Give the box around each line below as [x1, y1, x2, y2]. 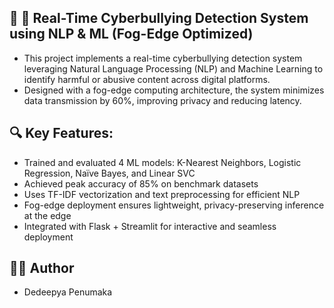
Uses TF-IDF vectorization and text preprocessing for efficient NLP [23, 188, 301, 200]
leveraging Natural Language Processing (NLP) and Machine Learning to [23, 62, 324, 75]
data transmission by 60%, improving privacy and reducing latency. [23, 94, 302, 106]
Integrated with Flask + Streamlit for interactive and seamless [23, 220, 277, 232]
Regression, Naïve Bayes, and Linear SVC [23, 167, 196, 179]
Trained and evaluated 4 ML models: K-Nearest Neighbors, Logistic [23, 156, 302, 168]
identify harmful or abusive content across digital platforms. [23, 73, 271, 85]
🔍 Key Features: [9, 125, 114, 142]
